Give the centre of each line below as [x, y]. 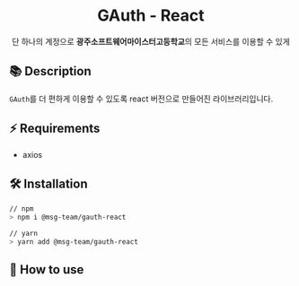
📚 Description [50, 71]
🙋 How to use [47, 270]
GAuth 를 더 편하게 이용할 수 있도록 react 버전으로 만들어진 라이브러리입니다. [141, 99]
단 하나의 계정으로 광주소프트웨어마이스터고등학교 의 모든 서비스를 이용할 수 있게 [151, 41]
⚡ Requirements [55, 129]
